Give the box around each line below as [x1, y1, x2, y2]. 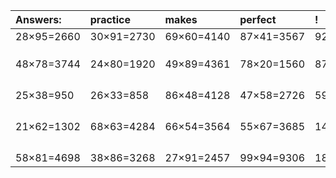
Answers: [15, 13, 62, 26]
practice [89, 13, 131, 26]
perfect [239, 13, 277, 26]
